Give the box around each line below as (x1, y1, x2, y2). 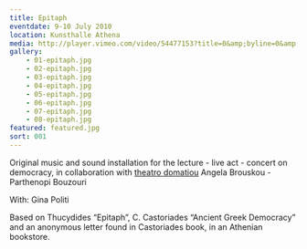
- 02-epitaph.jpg (26, 65, 92, 74)
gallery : (9, 47, 43, 57)
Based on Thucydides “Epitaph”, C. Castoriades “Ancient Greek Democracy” (9, 212, 296, 223)
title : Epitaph (9, 13, 68, 23)
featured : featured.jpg (9, 124, 101, 133)
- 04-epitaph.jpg (26, 81, 92, 90)
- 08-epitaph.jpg (26, 115, 92, 124)
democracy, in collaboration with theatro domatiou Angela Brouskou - (9, 166, 271, 178)
